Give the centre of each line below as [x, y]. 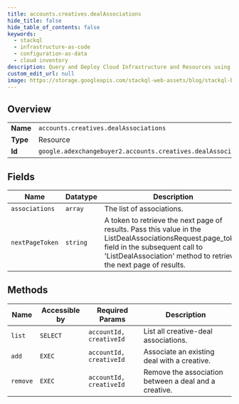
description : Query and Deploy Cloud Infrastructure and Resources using [119, 67]
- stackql [28, 41]
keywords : [22, 34]
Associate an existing [179, 351]
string [76, 243]
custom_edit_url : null [41, 73]
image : [17, 80]
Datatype [81, 197]
